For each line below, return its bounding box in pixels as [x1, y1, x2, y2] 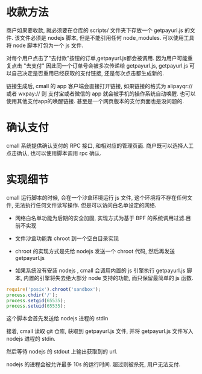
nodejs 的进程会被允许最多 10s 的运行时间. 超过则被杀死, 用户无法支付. [6, 361, 181, 368]
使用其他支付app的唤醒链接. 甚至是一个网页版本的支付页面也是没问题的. [6, 97, 185, 104]
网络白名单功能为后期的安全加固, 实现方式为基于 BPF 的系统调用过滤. [14, 214, 186, 221]
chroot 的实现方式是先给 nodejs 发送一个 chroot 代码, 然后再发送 [14, 247, 175, 255]
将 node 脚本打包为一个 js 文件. [6, 42, 83, 49]
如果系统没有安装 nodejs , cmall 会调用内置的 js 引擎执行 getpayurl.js [14, 267, 186, 274]
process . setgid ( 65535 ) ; [6, 297, 66, 303]
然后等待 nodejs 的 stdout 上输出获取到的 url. [6, 348, 118, 355]
